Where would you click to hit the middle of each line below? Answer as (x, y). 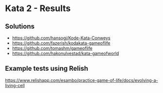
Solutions (20, 26)
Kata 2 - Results (38, 8)
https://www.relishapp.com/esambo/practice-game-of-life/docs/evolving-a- (81, 80)
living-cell (15, 85)
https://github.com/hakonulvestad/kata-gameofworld (65, 53)
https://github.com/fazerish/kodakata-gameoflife (61, 43)
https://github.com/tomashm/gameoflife (52, 48)
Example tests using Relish (47, 69)
